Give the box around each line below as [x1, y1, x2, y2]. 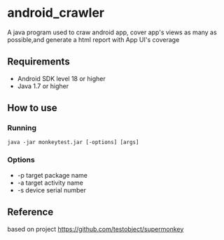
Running [7, 123, 37, 133]
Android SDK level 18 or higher [17, 74, 106, 83]
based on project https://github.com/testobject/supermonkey [7, 225, 184, 233]
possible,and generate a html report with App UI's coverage [7, 35, 180, 43]
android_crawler [7, 5, 105, 21]
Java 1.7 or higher [17, 82, 69, 90]
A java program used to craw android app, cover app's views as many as [7, 28, 217, 36]
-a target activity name [17, 178, 84, 187]
